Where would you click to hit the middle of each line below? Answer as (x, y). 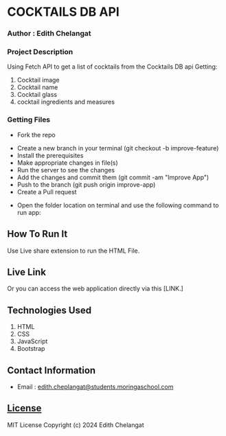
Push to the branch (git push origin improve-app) (86, 184)
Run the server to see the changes (66, 170)
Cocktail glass (37, 95)
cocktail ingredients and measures (66, 102)
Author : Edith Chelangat (49, 34)
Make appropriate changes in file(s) (67, 163)
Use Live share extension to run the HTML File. (74, 251)
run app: (29, 212)
